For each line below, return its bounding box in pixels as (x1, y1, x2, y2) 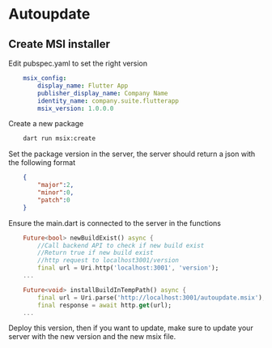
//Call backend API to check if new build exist (37, 241, 205, 249)
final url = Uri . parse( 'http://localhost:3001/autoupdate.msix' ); (37, 293, 266, 302)
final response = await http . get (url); (37, 301, 172, 309)
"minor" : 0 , (37, 189, 74, 197)
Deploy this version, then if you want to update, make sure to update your (8, 323, 253, 333)
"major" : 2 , (37, 181, 74, 189)
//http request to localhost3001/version (37, 257, 180, 265)
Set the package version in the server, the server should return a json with (8, 149, 256, 159)
